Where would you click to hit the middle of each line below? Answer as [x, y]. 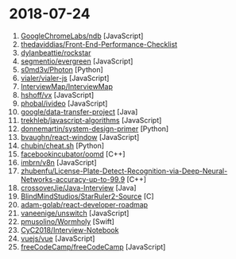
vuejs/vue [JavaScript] [58, 238]
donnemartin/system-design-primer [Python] [95, 129]
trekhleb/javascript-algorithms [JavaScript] [91, 120]
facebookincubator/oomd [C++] [73, 154]
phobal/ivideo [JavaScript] [64, 103]
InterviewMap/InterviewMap [67, 86]
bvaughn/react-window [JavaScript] [80, 137]
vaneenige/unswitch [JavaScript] [75, 213]
